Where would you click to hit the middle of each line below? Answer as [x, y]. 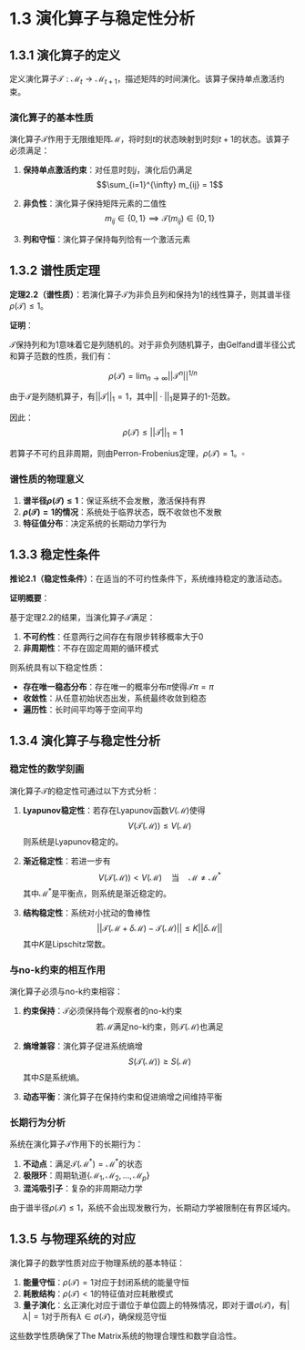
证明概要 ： [30, 598]
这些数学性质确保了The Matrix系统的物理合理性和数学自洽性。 [125, 1335]
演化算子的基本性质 [51, 118]
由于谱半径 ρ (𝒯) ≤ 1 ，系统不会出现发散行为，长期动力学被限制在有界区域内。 [152, 1207]
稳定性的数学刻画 [47, 769]
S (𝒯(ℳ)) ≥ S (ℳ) [160, 1061]
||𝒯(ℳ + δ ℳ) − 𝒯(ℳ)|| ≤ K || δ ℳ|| [160, 928]
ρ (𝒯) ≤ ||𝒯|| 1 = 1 [153, 433]
